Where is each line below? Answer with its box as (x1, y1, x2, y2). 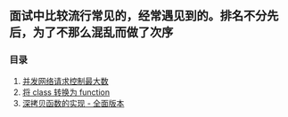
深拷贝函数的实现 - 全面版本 (21, 97, 125, 108)
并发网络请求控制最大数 (21, 75, 109, 86)
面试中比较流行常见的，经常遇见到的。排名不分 (9, 8, 267, 24)
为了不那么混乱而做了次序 (32, 25, 174, 40)
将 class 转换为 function (21, 87, 111, 97)
